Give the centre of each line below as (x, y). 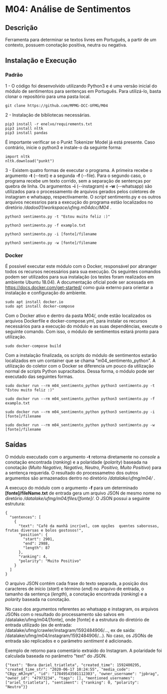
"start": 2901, (39, 539)
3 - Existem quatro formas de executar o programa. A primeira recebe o (79, 170)
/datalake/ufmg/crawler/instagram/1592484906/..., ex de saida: (70, 630)
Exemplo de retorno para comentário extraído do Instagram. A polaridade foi (83, 650)
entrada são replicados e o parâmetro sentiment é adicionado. (69, 640)
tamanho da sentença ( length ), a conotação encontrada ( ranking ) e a (76, 594)
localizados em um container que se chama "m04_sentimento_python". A (81, 360)
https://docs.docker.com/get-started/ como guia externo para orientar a (79, 287)
